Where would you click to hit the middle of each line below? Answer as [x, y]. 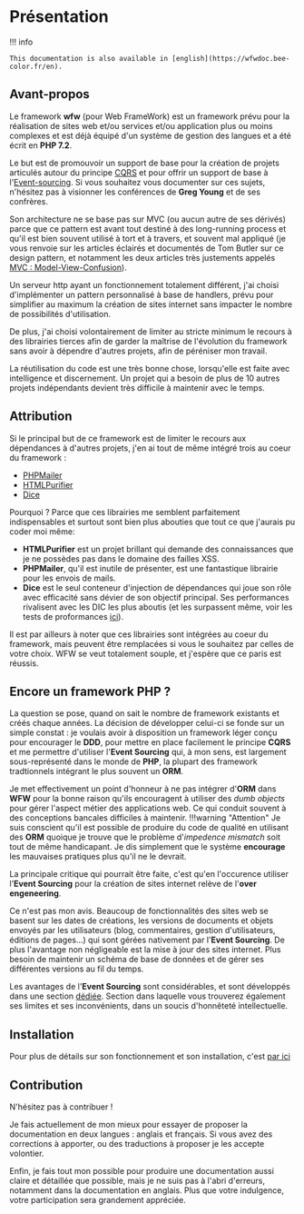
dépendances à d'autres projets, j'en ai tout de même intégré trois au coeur [151, 448]
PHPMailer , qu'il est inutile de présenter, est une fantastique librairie [150, 568]
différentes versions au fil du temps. [77, 969]
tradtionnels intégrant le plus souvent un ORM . [97, 771]
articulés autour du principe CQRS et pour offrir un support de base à [139, 172]
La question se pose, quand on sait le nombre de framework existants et [144, 713]
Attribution [41, 417]
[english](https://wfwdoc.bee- [231, 58]
